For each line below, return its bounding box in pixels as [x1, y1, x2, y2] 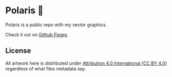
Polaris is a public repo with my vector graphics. [5, 22, 107, 28]
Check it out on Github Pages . [5, 31, 69, 37]
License [5, 46, 31, 55]
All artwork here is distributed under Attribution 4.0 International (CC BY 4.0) [5, 60, 167, 66]
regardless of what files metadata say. [5, 65, 86, 71]
